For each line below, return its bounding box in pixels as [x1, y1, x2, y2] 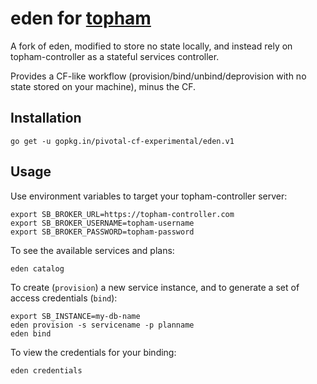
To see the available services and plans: [10, 244, 175, 256]
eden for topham [10, 7, 152, 30]
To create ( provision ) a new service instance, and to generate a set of [10, 281, 300, 293]
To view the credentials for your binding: [10, 346, 177, 358]
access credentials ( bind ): [10, 292, 118, 304]
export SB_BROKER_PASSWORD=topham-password [10, 227, 195, 237]
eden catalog [10, 263, 65, 274]
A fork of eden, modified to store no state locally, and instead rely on [10, 40, 293, 52]
